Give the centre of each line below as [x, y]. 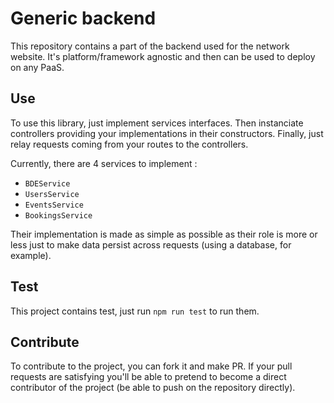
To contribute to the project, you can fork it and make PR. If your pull [151, 366]
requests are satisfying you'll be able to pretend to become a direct [148, 377]
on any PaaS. [37, 67]
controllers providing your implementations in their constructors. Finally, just [167, 133]
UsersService [52, 194]
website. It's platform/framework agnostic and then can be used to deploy [163, 56]
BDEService [47, 183]
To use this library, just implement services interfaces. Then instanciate [157, 123]
